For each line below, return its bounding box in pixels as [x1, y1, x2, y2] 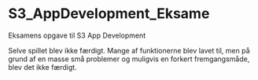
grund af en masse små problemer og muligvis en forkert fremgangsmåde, [8, 54, 250, 64]
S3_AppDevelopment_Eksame [8, 5, 210, 23]
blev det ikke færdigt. [8, 62, 77, 71]
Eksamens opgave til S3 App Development [8, 31, 146, 40]
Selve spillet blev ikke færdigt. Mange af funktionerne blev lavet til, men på [8, 45, 250, 55]
